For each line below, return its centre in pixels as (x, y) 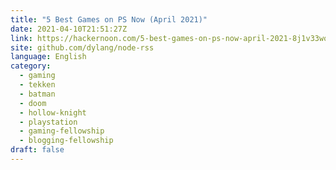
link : (21, 38)
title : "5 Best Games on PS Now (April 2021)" (109, 19)
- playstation (48, 122)
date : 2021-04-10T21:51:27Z (69, 29)
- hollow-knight (53, 112)
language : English (48, 57)
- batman (37, 94)
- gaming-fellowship (62, 131)
